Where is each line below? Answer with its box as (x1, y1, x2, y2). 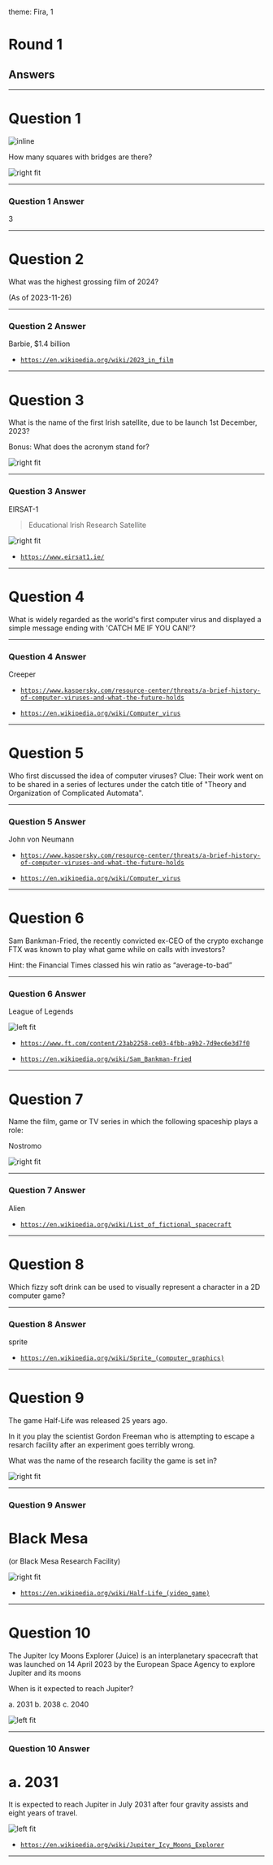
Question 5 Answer (8, 816, 87, 827)
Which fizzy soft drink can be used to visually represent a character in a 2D (8, 1282, 261, 1292)
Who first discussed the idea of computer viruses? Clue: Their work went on (8, 771, 264, 781)
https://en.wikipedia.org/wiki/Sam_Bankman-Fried (19, 1055, 193, 1063)
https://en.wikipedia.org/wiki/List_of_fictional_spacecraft (19, 1220, 232, 1229)
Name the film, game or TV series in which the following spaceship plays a (8, 1117, 258, 1127)
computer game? (8, 1291, 66, 1300)
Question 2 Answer (8, 321, 87, 332)
